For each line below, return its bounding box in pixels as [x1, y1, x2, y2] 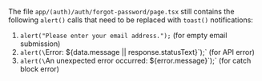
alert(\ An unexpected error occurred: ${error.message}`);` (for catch [19, 56, 252, 65]
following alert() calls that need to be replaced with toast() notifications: [8, 15, 254, 25]
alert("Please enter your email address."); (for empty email [19, 31, 228, 40]
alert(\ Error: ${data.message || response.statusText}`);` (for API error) [19, 48, 255, 56]
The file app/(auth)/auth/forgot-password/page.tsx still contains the [8, 7, 235, 16]
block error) [19, 64, 60, 74]
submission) [19, 39, 61, 48]
